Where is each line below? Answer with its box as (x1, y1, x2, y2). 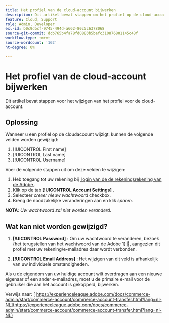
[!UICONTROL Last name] (12, 152, 66, 158)
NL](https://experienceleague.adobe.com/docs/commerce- (5, 302, 129, 308)
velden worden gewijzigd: (5, 137, 59, 143)
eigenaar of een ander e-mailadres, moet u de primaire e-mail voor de (5, 276, 150, 282)
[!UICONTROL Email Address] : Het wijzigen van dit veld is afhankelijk (12, 256, 158, 262)
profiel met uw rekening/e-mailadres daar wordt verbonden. (12, 246, 137, 252)
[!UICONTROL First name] (12, 146, 66, 152)
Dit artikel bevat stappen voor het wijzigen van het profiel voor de (5, 98, 141, 104)
